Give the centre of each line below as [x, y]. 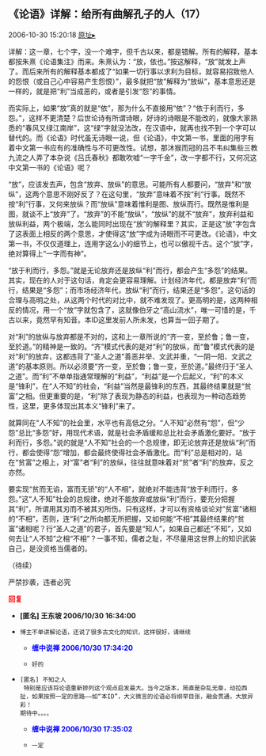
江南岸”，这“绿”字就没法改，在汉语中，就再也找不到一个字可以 [154, 127]
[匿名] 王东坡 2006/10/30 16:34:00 [78, 615]
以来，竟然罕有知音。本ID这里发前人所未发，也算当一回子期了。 [119, 320]
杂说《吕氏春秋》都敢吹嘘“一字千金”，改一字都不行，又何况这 [157, 158]
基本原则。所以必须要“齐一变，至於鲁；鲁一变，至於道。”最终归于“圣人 [139, 366]
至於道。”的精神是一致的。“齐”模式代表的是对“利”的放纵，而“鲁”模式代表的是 [132, 346]
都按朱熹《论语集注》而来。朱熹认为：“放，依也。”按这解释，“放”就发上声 [127, 61]
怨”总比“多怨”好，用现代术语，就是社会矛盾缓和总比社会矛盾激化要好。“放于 [132, 432]
